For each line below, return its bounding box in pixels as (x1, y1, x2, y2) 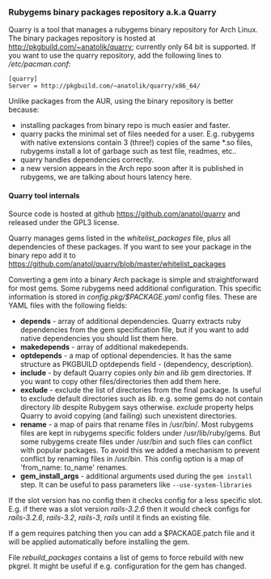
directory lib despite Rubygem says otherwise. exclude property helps (19, 402, 254, 411)
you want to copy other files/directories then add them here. (19, 376, 221, 386)
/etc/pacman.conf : (8, 59, 71, 69)
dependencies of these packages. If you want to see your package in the (8, 241, 252, 251)
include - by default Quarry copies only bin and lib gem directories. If (19, 368, 252, 377)
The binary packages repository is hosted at (8, 33, 156, 43)
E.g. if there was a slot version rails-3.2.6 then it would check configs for (8, 504, 251, 513)
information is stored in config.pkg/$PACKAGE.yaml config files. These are (8, 292, 257, 301)
